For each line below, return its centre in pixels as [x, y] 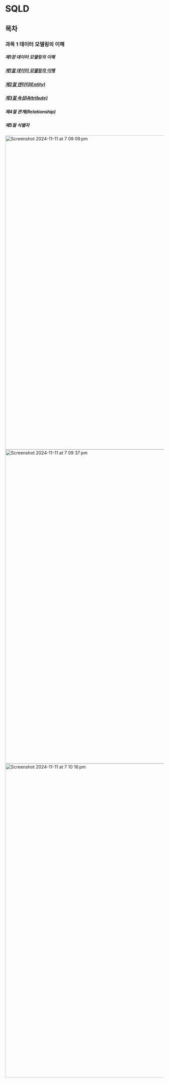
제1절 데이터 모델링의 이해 [30, 70]
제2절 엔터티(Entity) [25, 84]
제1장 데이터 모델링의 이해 [30, 57]
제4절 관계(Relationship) [31, 112]
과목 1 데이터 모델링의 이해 [35, 44]
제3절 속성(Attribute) [26, 98]
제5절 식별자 [17, 125]
